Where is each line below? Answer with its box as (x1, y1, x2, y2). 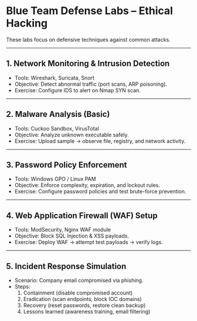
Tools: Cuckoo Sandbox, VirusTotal (14, 125, 100, 132)
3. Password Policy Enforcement (6, 160, 127, 170)
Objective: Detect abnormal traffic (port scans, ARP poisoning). (14, 81, 168, 88)
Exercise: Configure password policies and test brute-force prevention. (14, 188, 186, 195)
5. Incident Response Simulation (6, 261, 127, 271)
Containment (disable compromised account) (23, 289, 133, 296)
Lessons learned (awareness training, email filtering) (23, 308, 151, 315)
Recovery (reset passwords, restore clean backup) (23, 302, 146, 309)
